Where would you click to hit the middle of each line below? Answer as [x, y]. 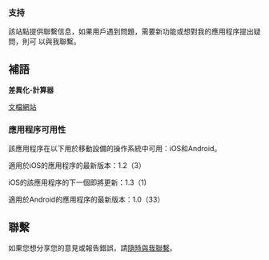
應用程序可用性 [37, 130]
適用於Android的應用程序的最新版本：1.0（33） [86, 200]
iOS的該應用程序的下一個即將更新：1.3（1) [77, 182]
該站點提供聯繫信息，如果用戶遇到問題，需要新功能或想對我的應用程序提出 [131, 32]
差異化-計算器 [31, 90]
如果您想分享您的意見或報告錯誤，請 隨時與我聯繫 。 [92, 248]
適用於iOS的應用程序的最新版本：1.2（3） [77, 166]
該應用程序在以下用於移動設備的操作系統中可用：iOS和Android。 [115, 149]
